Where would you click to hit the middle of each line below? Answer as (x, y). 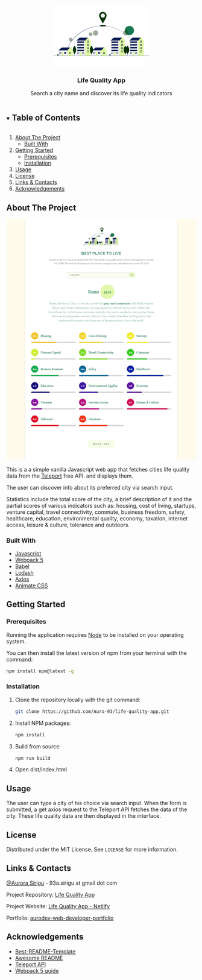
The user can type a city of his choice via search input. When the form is (96, 803)
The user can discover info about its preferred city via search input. (90, 487)
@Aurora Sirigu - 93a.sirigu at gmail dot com (62, 883)
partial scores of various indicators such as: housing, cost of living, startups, (101, 505)
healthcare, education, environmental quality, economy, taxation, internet (97, 518)
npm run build (33, 758)
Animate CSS (31, 585)
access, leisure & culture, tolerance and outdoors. (68, 525)
